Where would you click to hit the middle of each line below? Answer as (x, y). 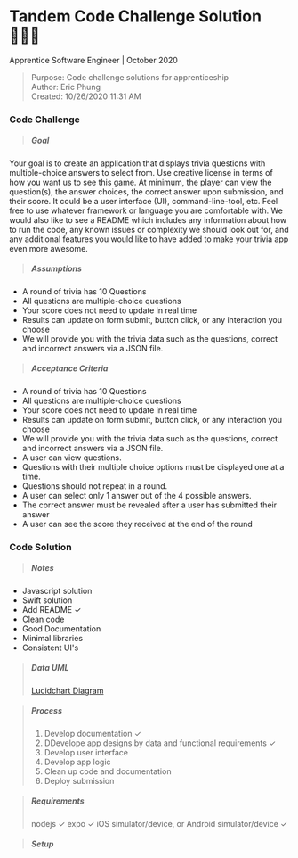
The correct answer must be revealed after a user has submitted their (149, 505)
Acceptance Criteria (69, 368)
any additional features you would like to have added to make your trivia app (149, 239)
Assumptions (56, 268)
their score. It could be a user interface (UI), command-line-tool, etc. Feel (144, 201)
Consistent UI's (50, 648)
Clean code (43, 619)
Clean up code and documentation (108, 771)
